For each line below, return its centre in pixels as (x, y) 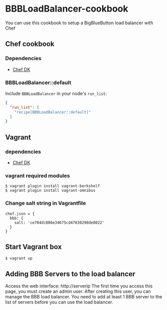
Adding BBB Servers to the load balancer (70, 274)
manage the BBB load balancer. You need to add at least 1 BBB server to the (84, 297)
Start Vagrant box (33, 247)
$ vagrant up (19, 259)
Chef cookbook (30, 44)
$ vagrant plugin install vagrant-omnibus (50, 191)
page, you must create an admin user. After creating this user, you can (78, 291)
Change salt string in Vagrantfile (46, 203)
